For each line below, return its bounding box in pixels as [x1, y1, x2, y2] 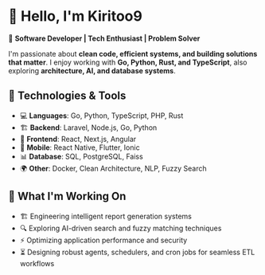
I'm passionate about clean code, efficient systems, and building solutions [8, 49, 258, 58]
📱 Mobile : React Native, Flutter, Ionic [19, 143, 141, 152]
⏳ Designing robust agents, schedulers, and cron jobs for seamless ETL [19, 247, 255, 257]
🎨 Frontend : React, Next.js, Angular [19, 134, 137, 143]
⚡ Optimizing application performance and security [19, 235, 188, 245]
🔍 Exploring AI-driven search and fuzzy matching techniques [19, 223, 222, 233]
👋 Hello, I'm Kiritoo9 [8, 7, 143, 26]
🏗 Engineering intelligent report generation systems [19, 211, 193, 221]
